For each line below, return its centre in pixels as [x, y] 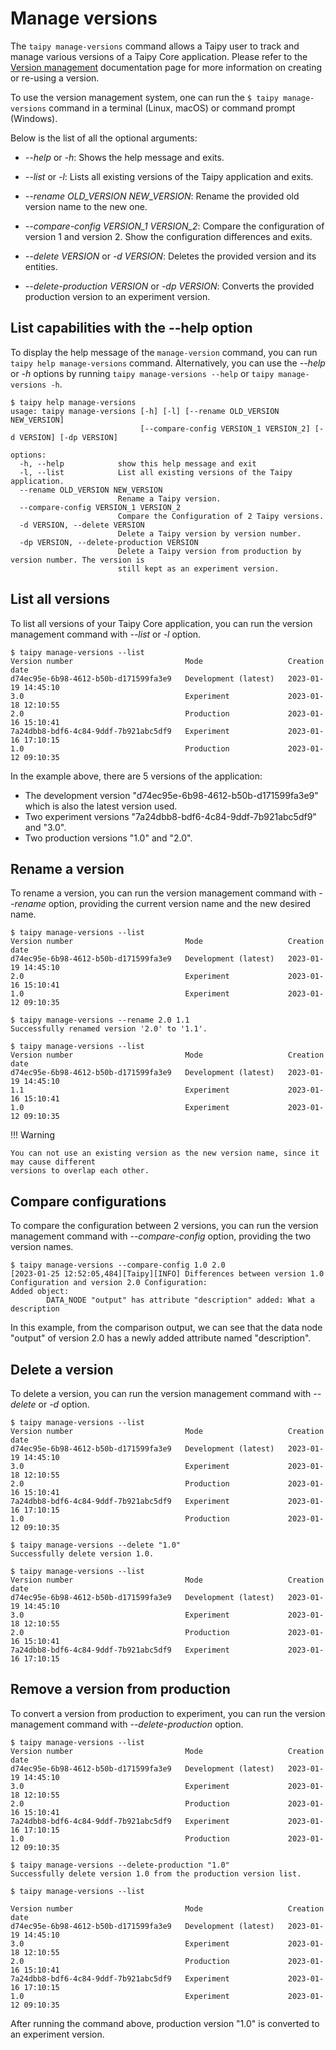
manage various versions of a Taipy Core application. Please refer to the [159, 56]
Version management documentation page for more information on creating [166, 67]
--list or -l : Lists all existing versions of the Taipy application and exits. [169, 176]
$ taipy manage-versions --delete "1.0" [96, 1545]
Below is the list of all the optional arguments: [104, 138]
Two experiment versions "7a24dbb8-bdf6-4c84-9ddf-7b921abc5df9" [170, 816]
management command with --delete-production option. [127, 1724]
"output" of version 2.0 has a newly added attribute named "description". [161, 1338]
